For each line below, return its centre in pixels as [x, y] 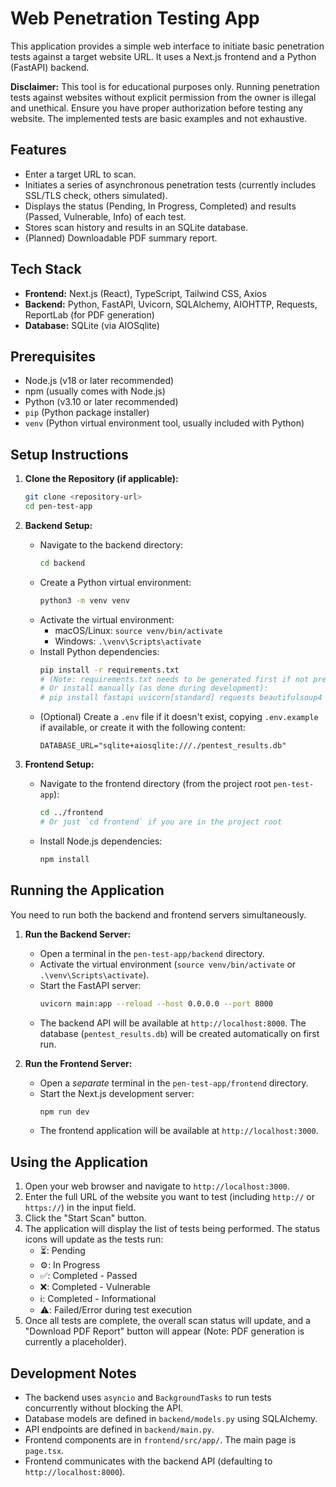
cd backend [62, 563]
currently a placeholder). [75, 1342]
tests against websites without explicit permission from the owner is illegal [163, 97]
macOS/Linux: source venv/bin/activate [138, 630]
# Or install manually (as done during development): [154, 688]
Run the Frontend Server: [78, 1063]
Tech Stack [46, 269]
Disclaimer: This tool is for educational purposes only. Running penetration [165, 86]
